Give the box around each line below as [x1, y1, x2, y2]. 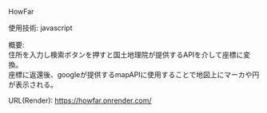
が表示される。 [8, 80, 58, 89]
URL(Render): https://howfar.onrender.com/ [8, 95, 152, 105]
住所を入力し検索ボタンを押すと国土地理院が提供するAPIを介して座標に [8, 50, 244, 59]
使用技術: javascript [8, 23, 74, 33]
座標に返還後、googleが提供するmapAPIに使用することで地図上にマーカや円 [8, 70, 260, 79]
